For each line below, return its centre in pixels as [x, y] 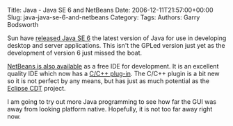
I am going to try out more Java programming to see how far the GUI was [112, 102]
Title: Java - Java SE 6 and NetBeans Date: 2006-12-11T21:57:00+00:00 [110, 10]
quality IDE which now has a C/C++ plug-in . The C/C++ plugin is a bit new [114, 73]
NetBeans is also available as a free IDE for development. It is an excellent [113, 66]
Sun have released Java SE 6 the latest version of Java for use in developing [117, 38]
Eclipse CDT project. [37, 88]
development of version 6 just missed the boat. [75, 53]
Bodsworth [23, 25]
